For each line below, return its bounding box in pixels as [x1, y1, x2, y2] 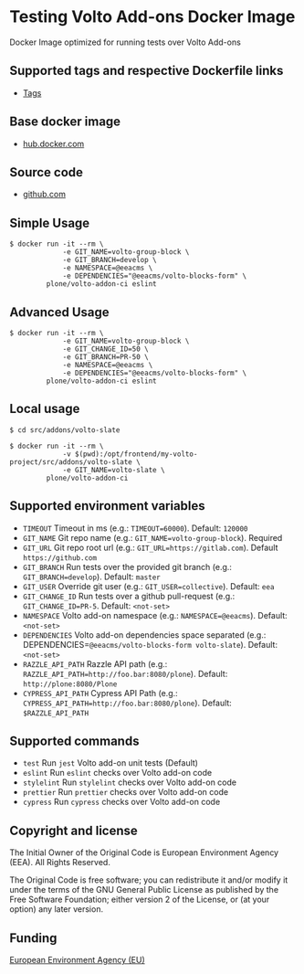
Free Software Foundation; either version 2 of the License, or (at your [9, 894, 270, 905]
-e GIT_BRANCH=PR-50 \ [62, 353, 149, 362]
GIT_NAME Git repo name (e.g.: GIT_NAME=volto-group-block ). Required [22, 532, 283, 543]
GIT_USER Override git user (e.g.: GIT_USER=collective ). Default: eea [22, 580, 275, 591]
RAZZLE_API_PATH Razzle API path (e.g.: [22, 658, 168, 669]
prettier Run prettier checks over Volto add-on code [22, 787, 229, 798]
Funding [9, 930, 58, 946]
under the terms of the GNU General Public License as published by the [9, 884, 279, 895]
